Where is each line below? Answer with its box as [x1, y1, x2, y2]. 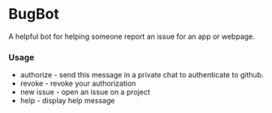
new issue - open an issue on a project [19, 87, 150, 97]
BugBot [8, 5, 59, 23]
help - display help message [19, 96, 115, 106]
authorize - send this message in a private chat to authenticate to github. [19, 70, 264, 80]
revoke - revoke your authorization [19, 78, 136, 89]
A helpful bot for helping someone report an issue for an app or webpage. [8, 31, 256, 41]
